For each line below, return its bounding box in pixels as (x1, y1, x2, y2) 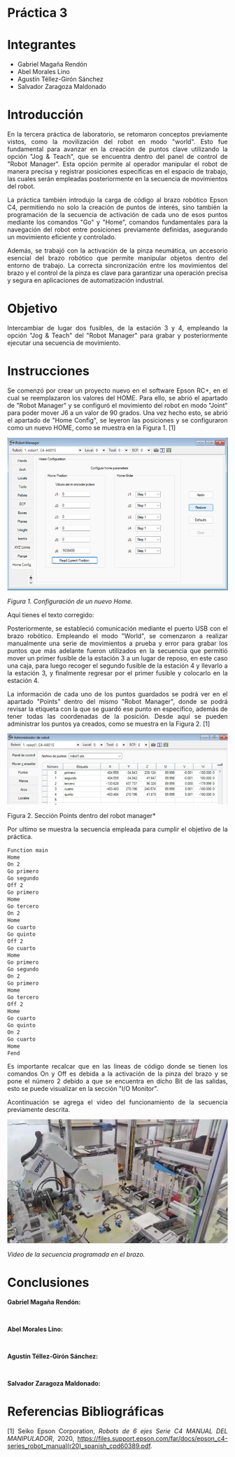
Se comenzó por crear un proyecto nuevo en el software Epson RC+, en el (7, 386, 228, 395)
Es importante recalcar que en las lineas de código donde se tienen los (7, 1062, 228, 1070)
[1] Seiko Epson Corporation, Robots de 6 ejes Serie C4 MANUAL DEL (7, 1426, 228, 1435)
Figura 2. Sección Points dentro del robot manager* (7, 811, 156, 819)
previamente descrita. (7, 1105, 71, 1113)
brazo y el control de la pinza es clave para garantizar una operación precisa (7, 269, 228, 277)
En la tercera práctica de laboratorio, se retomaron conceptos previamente (7, 130, 228, 139)
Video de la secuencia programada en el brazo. (7, 1250, 145, 1258)
